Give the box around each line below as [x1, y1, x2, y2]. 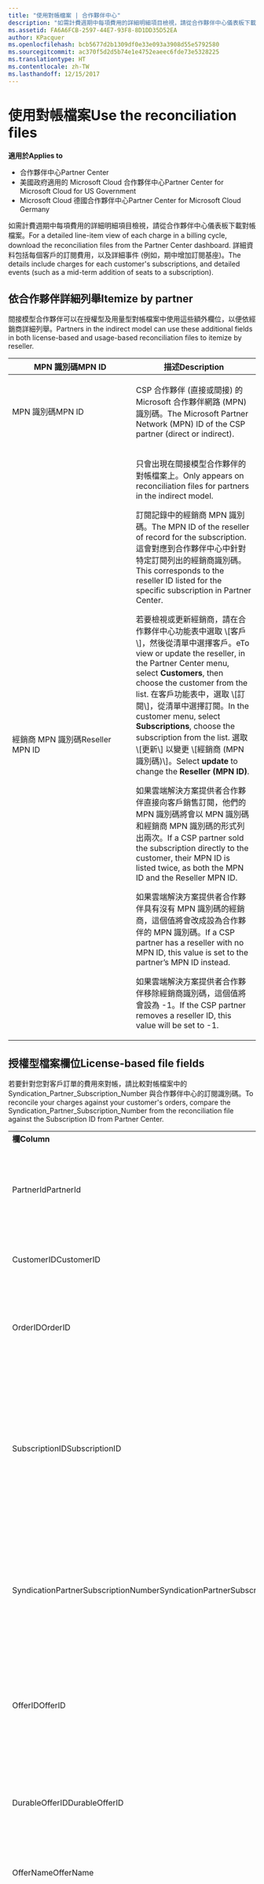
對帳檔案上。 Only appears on [136, 470, 244, 481]
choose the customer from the [136, 678, 248, 689]
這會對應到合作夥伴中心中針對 [136, 543, 247, 554]
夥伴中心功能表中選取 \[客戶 [144, 626, 247, 637]
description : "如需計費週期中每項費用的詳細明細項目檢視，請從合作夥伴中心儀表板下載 [8, 19, 257, 27]
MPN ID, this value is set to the [136, 947, 249, 958]
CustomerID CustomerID [12, 1254, 101, 1265]
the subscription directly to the [136, 843, 249, 854]
